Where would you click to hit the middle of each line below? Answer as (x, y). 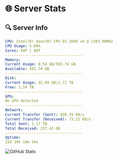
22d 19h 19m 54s (22, 142)
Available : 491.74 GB (27, 69)
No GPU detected (22, 101)
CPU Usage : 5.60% (23, 46)
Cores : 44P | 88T (23, 50)
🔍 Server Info (27, 28)
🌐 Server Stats (36, 9)
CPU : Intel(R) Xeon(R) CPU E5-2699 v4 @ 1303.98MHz (59, 41)
